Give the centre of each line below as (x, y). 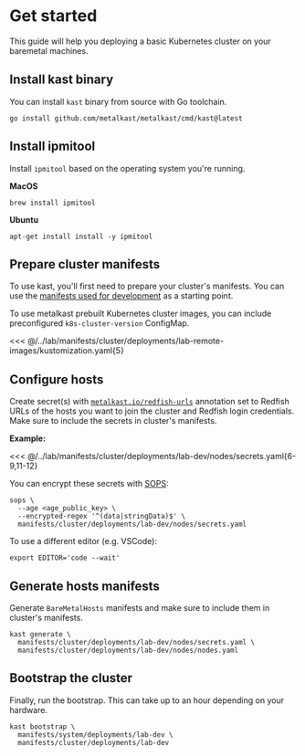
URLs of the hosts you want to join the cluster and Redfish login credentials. (152, 411)
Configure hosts (57, 379)
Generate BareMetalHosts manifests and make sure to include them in (140, 608)
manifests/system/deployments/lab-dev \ (95, 735)
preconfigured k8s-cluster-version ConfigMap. (100, 323)
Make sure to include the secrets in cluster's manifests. (113, 421)
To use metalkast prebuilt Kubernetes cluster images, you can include (141, 314)
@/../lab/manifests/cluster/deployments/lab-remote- (126, 341)
